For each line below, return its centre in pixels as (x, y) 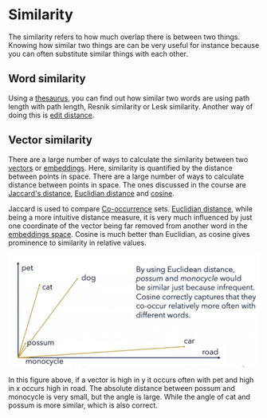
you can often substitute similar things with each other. (98, 53)
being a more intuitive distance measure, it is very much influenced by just (130, 217)
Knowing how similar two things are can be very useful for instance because (134, 45)
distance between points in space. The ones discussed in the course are (128, 184)
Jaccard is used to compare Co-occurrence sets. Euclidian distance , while (131, 208)
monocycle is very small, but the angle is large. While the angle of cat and (130, 397)
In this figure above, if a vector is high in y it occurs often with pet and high (131, 380)
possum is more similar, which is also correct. (83, 405)
